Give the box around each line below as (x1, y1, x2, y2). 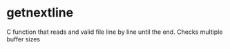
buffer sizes (6, 35, 41, 43)
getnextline (6, 5, 74, 21)
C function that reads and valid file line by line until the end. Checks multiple (6, 28, 223, 36)
